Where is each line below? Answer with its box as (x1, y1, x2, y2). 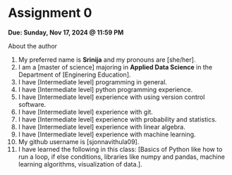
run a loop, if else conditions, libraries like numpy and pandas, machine (18, 153, 225, 161)
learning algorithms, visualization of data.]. (18, 160, 143, 168)
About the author (8, 41, 58, 50)
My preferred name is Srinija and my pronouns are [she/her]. (18, 55, 196, 64)
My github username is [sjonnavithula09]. (18, 137, 140, 145)
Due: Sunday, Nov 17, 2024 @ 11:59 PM (8, 28, 124, 37)
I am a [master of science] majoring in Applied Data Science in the (18, 63, 213, 71)
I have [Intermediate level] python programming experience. (18, 85, 193, 93)
